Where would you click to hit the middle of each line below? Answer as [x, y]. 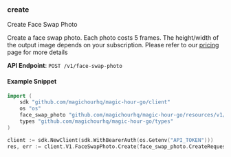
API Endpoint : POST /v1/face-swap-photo [65, 66]
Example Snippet [32, 81]
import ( [20, 96]
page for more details [37, 52]
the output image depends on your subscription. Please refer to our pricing [113, 45]
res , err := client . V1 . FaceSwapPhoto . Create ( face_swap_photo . [98, 146]
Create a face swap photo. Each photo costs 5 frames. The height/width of [113, 38]
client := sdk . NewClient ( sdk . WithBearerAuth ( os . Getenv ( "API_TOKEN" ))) [110, 140]
